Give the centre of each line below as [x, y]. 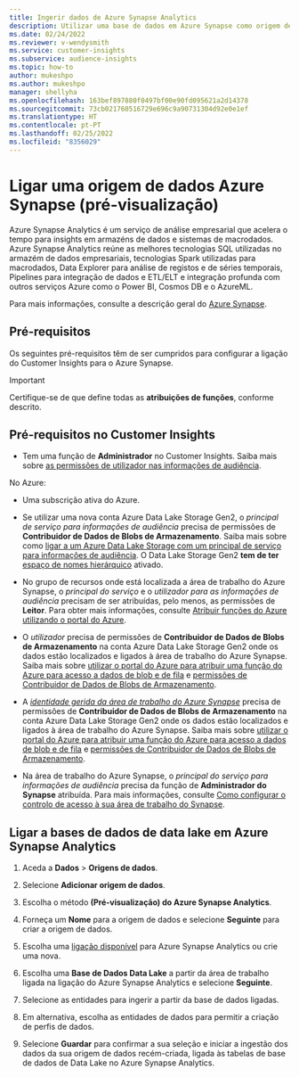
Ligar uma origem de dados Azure [137, 186]
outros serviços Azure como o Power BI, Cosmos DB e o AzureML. [131, 286]
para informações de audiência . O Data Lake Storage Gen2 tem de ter [150, 555]
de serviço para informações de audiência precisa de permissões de [149, 527]
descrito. [25, 407]
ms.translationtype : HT [53, 117]
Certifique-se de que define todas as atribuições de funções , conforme [141, 397]
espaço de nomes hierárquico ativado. [93, 565]
